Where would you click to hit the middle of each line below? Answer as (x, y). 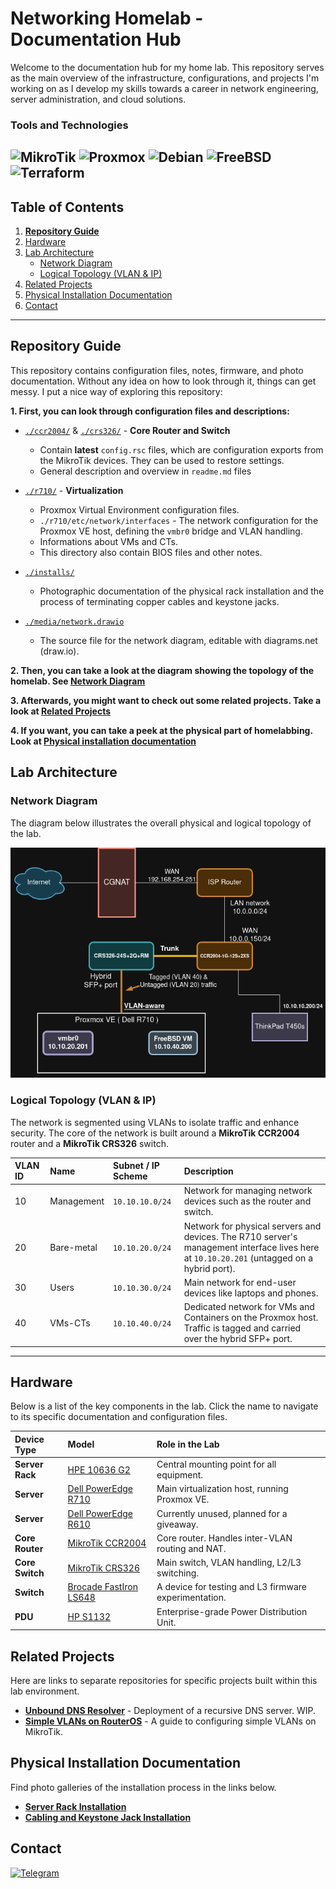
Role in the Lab (188, 1444)
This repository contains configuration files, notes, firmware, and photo (157, 370)
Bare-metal (73, 1247)
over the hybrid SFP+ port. (238, 1339)
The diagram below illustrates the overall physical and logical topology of (161, 823)
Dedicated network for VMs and (249, 1307)
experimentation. (191, 1598)
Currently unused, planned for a (222, 1513)
